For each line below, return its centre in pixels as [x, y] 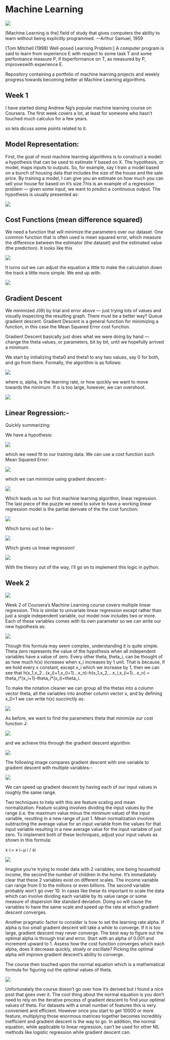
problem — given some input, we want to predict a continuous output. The [83, 189]
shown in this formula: [28, 840]
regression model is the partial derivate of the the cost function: [72, 509]
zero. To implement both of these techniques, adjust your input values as [81, 834]
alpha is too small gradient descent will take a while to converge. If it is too [83, 927]
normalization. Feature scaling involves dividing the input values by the [79, 808]
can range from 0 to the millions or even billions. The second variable [78, 885]
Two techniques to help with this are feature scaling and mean [70, 802]
